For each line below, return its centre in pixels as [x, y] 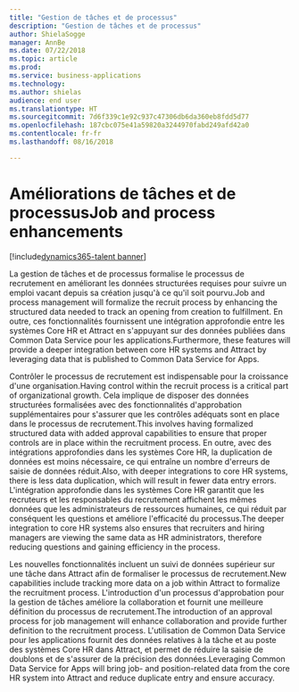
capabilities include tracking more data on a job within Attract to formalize [145, 583]
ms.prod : [25, 68]
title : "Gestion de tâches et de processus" [93, 17]
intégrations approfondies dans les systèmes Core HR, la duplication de [141, 452]
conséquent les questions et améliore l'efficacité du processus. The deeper [147, 518]
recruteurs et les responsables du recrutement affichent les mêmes [133, 499]
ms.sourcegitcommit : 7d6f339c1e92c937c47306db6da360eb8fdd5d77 [129, 117]
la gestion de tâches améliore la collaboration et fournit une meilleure [137, 602]
